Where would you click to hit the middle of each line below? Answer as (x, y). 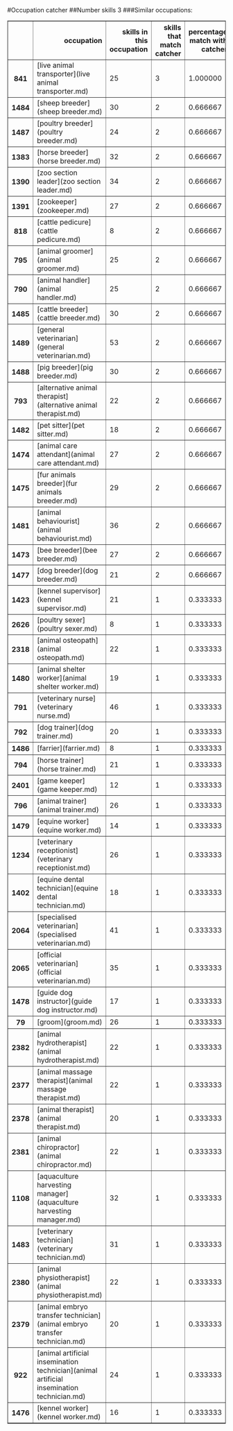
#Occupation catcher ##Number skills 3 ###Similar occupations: (100, 10)
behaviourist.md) (64, 538)
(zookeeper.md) (63, 210)
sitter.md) (53, 434)
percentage (208, 32)
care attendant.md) (68, 463)
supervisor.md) (62, 608)
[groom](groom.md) (70, 1022)
